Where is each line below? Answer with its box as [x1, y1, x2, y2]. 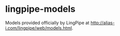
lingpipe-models [5, 3, 76, 15]
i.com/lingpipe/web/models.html [5, 25, 72, 31]
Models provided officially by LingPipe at [5, 20, 89, 26]
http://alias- [90, 20, 115, 26]
